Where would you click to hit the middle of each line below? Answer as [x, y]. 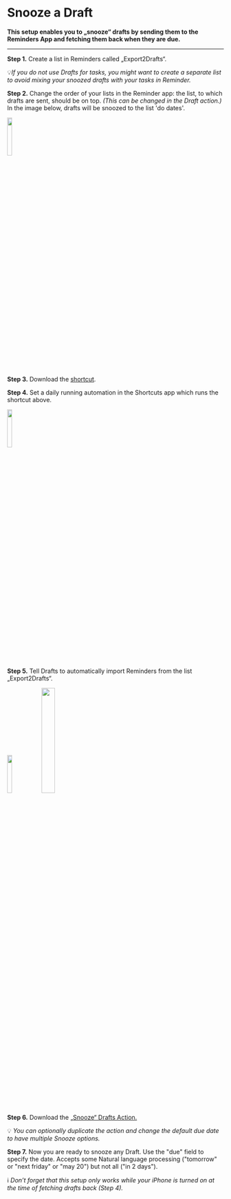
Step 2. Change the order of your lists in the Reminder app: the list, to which [115, 93]
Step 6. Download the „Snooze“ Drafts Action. [72, 1117]
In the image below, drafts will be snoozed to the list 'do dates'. [96, 107]
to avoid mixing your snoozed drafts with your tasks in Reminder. [99, 80]
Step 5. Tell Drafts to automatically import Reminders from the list [100, 671]
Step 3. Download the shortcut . [52, 379]
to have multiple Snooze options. [54, 1138]
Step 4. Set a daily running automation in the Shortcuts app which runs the [113, 392]
